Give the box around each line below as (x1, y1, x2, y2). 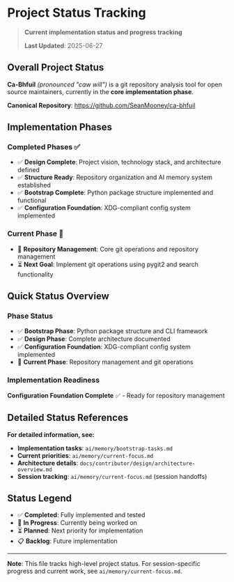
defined (17, 166, 40, 174)
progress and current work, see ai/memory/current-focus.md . (7, 567, 182, 576)
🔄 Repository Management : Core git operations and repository (17, 245, 198, 253)
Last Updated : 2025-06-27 (24, 41, 103, 49)
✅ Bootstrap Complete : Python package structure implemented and (17, 188, 214, 197)
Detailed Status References (7, 412, 129, 424)
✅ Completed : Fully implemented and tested (17, 511, 146, 519)
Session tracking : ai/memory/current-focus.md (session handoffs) (17, 472, 208, 480)
